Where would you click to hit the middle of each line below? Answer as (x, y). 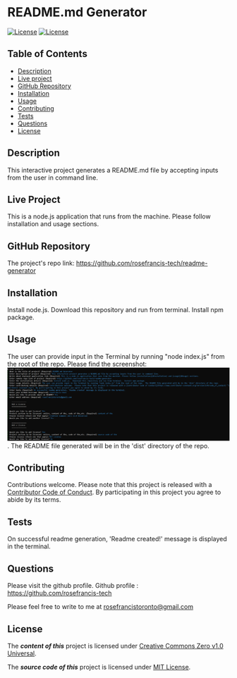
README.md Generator (77, 12)
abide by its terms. (34, 500)
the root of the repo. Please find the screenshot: (77, 364)
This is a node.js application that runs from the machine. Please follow (109, 216)
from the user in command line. (53, 178)
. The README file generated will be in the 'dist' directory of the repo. (108, 445)
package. (21, 317)
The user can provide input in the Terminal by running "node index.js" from (116, 356)
